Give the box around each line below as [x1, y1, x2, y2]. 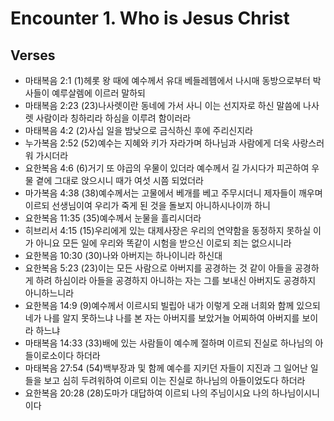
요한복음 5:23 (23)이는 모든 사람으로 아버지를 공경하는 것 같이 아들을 [24, 262, 293, 274]
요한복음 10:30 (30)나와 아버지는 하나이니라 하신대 [24, 250, 223, 261]
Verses [10, 47, 56, 64]
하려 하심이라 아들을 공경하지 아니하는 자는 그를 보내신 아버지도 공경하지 [35, 275, 317, 286]
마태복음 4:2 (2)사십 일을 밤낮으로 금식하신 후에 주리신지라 [24, 125, 253, 136]
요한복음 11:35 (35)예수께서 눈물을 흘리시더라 [24, 212, 202, 224]
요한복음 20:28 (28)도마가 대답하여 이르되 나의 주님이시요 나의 [24, 387, 270, 399]
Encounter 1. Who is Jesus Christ [10, 7, 290, 30]
